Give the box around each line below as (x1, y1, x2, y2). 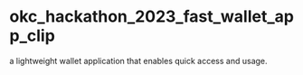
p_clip (9, 25, 56, 46)
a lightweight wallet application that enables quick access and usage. (9, 55, 269, 66)
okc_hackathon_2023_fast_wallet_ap (9, 6, 294, 27)
